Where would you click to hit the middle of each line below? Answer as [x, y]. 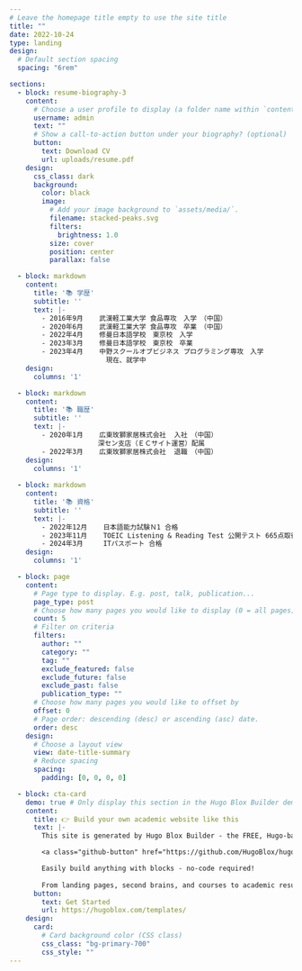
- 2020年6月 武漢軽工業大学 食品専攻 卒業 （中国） [134, 327]
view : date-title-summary [81, 753]
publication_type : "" [82, 694]
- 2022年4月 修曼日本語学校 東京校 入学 [117, 335]
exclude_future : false [84, 677]
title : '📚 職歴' [63, 410]
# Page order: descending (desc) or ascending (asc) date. [146, 719]
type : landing [36, 43]
